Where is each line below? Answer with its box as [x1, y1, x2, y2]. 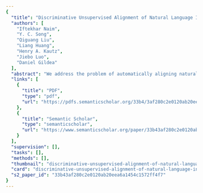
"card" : [11, 166, 31, 172]
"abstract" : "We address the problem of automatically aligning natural [11, 71, 199, 77]
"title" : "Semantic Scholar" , [21, 116, 98, 122]
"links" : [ [11, 76, 39, 82]
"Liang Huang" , [16, 43, 55, 49]
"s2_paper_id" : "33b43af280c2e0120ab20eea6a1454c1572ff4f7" [11, 172, 166, 178]
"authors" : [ [11, 20, 44, 26]
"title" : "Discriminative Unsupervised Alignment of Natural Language [11, 15, 193, 21]
